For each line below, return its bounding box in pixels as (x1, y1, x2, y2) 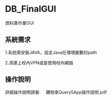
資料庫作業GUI (5, 20, 34, 26)
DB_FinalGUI (5, 3, 56, 15)
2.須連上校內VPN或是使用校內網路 (5, 60, 74, 66)
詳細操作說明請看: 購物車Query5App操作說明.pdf (5, 89, 107, 95)
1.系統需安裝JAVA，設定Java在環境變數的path (5, 50, 97, 55)
